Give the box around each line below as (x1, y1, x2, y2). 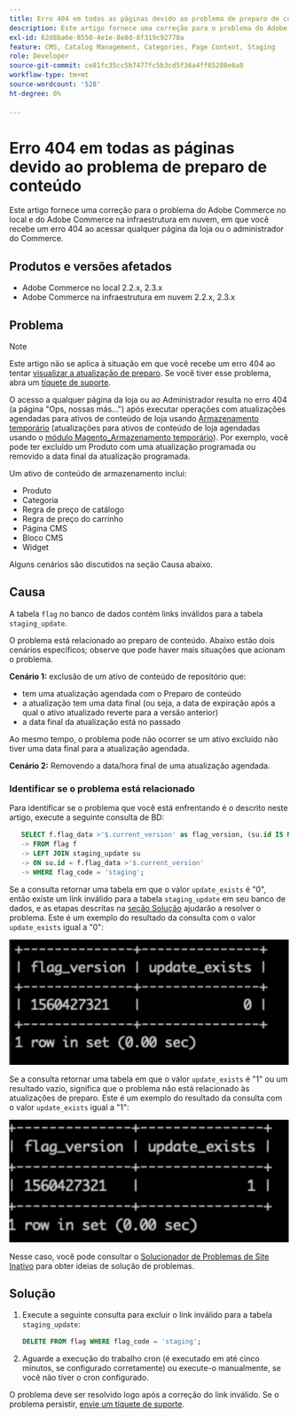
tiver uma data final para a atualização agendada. (9, 743, 190, 753)
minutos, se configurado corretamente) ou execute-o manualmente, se (21, 1363, 281, 1374)
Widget (21, 542, 49, 553)
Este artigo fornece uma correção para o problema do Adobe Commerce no (9, 205, 286, 216)
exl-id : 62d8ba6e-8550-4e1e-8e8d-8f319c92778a (9, 33, 184, 42)
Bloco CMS (21, 532, 64, 543)
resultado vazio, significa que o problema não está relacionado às (9, 1083, 250, 1093)
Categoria (21, 495, 59, 506)
